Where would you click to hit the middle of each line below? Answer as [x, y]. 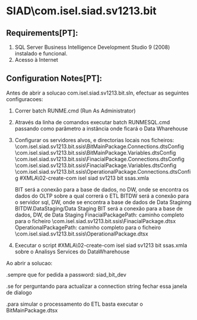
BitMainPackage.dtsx [32, 310]
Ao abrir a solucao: [29, 263]
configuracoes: [25, 99]
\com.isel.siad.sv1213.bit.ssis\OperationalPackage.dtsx [81, 234]
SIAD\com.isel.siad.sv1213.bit [81, 11]
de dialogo [19, 292]
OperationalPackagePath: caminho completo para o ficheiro [88, 227]
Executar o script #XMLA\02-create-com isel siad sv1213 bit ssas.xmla [101, 245]
